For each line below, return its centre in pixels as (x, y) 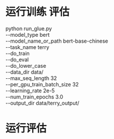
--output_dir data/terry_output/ (42, 103)
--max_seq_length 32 (31, 78)
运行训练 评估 (37, 12)
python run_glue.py (29, 28)
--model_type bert (28, 34)
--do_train (18, 53)
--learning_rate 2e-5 (30, 91)
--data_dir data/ (25, 72)
